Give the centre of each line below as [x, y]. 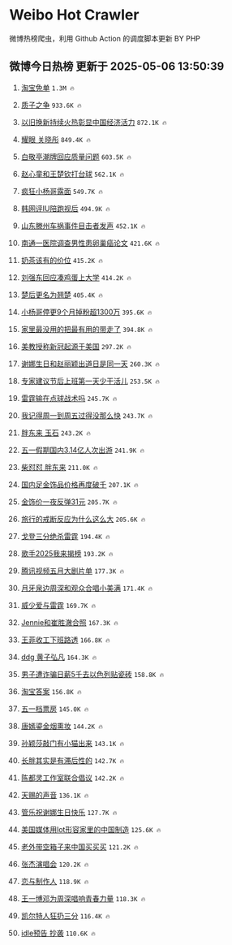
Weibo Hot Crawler [74, 15]
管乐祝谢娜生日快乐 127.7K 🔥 [69, 812]
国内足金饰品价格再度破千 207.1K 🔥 [79, 484]
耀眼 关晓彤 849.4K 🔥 [56, 139]
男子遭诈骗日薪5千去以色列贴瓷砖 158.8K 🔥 [92, 674]
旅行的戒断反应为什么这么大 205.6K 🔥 [83, 519]
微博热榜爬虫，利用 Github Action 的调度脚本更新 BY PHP [105, 38]
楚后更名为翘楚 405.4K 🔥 [62, 295]
